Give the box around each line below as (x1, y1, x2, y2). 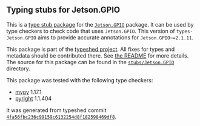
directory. (6, 65, 30, 72)
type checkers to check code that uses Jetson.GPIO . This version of (6, 27, 176, 35)
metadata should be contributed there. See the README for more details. (6, 51, 189, 59)
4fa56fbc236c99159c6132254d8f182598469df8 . (6, 113, 117, 120)
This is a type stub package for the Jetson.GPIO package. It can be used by (6, 21, 194, 28)
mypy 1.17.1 (15, 88, 42, 96)
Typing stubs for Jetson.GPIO (6, 5, 120, 15)
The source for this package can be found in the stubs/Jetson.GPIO (6, 58, 175, 65)
